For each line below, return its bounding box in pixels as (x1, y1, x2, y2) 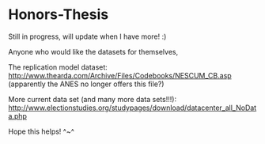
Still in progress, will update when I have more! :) (8, 32, 167, 41)
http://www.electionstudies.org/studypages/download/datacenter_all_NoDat (8, 103, 257, 112)
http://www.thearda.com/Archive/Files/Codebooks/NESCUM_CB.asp (8, 70, 232, 80)
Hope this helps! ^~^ (8, 127, 75, 136)
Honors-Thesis (8, 6, 109, 24)
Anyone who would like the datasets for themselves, (8, 47, 179, 56)
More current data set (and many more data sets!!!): (8, 94, 176, 104)
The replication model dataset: (8, 62, 108, 72)
